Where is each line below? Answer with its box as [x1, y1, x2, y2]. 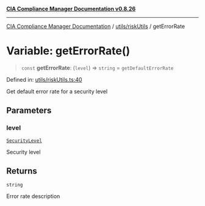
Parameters [6, 105, 52, 116]
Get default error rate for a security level [6, 88, 108, 95]
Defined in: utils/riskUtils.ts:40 [6, 76, 82, 83]
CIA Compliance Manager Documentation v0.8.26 [6, 5, 136, 12]
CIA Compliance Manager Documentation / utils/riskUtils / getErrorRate [6, 23, 185, 30]
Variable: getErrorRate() [6, 44, 131, 58]
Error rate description [6, 193, 60, 200]
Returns [6, 166, 38, 176]
